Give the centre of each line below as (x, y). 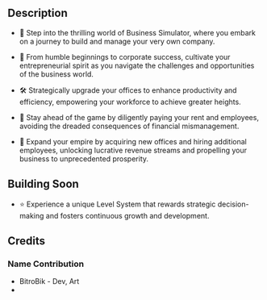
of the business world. (56, 74)
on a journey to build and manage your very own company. (117, 41)
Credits (27, 241)
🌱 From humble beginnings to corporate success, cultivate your (125, 56)
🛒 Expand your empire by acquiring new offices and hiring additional (133, 141)
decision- (233, 204)
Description (38, 13)
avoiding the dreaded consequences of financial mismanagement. (129, 126)
